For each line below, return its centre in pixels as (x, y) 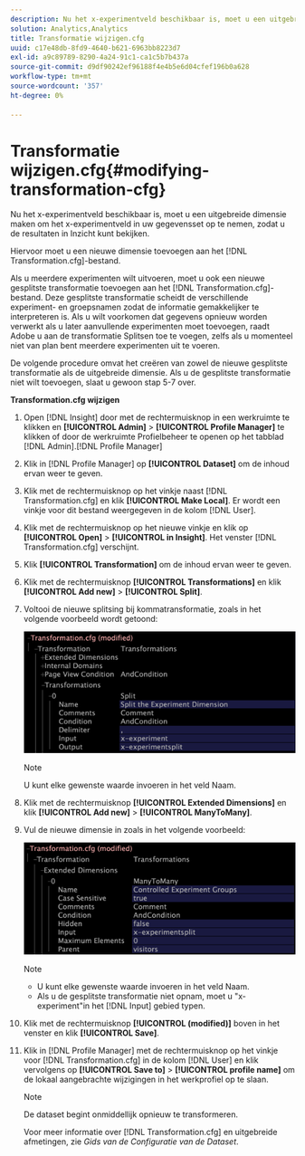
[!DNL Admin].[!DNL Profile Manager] (93, 446)
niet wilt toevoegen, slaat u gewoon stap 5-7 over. (104, 382)
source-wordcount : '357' (57, 86)
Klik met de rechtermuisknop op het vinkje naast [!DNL (125, 491)
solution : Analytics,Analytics (69, 29)
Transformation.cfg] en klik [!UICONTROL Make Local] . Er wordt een (152, 501)
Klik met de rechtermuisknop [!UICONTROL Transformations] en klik (152, 582)
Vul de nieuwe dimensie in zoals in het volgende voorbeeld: (134, 830)
